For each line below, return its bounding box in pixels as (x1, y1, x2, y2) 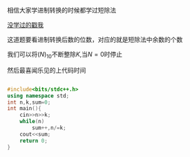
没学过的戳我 (7, 21, 44, 29)
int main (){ (7, 105, 41, 112)
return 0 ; (19, 137, 48, 144)
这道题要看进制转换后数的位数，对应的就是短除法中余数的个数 (7, 35, 183, 44)
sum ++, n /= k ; (32, 124, 67, 131)
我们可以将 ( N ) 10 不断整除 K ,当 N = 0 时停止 (7, 50, 123, 60)
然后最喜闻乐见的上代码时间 (7, 66, 86, 74)
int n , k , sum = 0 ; (7, 99, 51, 106)
